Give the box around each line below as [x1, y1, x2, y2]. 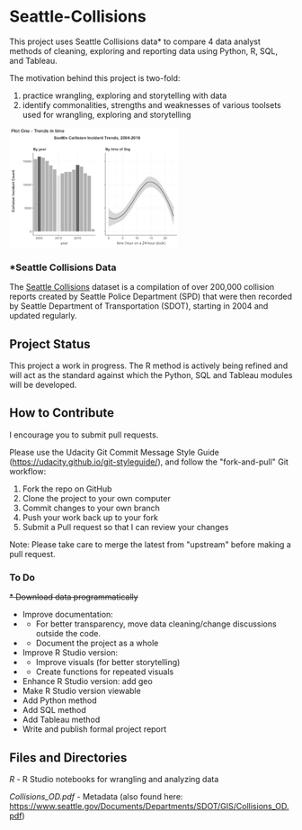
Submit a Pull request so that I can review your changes [22, 521, 229, 532]
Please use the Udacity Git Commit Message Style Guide [9, 447, 220, 457]
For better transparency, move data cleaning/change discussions [35, 618, 277, 629]
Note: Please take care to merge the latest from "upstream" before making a [9, 538, 292, 550]
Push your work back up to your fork [22, 511, 159, 523]
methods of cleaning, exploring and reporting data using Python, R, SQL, [9, 45, 279, 56]
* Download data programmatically [9, 591, 138, 602]
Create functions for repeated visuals [35, 666, 174, 677]
